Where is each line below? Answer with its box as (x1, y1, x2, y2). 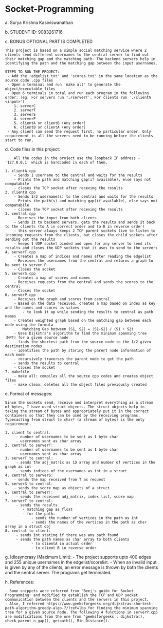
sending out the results (5, 237, 55, 242)
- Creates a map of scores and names (14, 275, 91, 280)
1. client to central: (5, 430, 51, 435)
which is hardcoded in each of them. (31, 160, 108, 165)
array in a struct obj (5, 524, 51, 529)
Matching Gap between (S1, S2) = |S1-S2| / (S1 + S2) (22, 326, 134, 332)
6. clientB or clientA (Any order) (14, 125, 86, 130)
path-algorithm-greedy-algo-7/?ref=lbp (5, 606, 86, 610)
